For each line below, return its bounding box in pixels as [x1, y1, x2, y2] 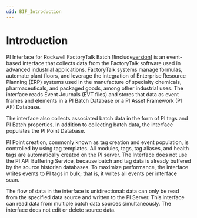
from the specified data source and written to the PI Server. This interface [6, 193, 185, 200]
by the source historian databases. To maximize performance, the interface [6, 163, 189, 170]
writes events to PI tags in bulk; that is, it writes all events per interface [6, 170, 178, 177]
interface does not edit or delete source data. [6, 206, 116, 213]
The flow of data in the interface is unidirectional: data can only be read [6, 187, 179, 194]
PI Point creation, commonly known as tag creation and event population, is [6, 139, 189, 146]
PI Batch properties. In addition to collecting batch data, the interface [6, 121, 173, 128]
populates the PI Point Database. [6, 127, 85, 134]
